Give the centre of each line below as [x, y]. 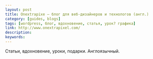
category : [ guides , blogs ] [33, 19]
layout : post [19, 10]
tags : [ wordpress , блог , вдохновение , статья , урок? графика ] [70, 23]
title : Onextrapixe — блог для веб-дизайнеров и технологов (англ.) [77, 14]
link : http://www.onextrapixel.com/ [43, 28]
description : [19, 32]
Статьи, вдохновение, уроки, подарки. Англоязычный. [62, 51]
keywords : [15, 37]
